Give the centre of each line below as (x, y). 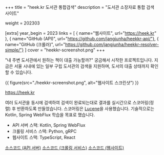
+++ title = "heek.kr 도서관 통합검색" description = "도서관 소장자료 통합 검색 (80, 7)
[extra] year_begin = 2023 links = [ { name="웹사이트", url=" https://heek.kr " (81, 33)
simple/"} (14, 50)
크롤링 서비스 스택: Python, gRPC (44, 131)
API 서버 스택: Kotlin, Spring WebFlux (49, 125)
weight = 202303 (22, 23)
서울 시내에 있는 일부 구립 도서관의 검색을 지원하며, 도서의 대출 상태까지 (82, 66)
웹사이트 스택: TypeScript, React (44, 137)
